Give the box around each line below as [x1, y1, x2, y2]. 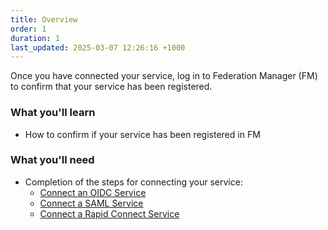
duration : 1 [10, 33, 60, 43]
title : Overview [10, 14, 78, 25]
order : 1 [10, 24, 47, 34]
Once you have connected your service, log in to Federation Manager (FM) [10, 70, 318, 82]
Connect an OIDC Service [39, 186, 147, 198]
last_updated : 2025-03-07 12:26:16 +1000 [10, 42, 186, 53]
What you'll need [10, 153, 95, 167]
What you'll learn [10, 106, 96, 120]
